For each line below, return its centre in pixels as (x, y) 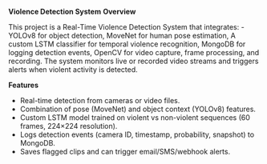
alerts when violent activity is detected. (73, 70)
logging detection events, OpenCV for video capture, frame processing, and (134, 52)
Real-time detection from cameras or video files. (100, 100)
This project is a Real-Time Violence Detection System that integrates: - (126, 27)
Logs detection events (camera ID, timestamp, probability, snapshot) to (137, 134)
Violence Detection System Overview (72, 12)
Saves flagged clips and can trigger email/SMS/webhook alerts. (125, 152)
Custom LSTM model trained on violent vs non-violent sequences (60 (135, 118)
